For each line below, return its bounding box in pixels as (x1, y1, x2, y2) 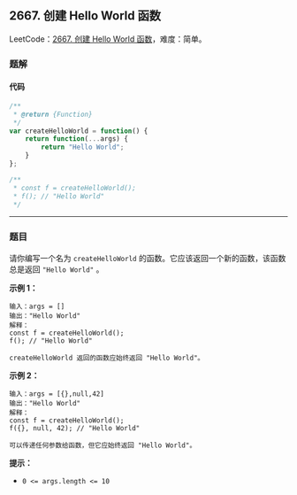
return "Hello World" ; (41, 143, 125, 152)
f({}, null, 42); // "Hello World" (9, 423, 141, 432)
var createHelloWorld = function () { (9, 127, 148, 135)
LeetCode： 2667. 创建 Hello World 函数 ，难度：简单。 (9, 34, 207, 44)
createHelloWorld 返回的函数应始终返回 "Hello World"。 (9, 353, 205, 362)
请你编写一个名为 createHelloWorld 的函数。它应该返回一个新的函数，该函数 (9, 252, 286, 263)
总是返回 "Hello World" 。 (9, 264, 104, 275)
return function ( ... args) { (25, 135, 128, 143)
